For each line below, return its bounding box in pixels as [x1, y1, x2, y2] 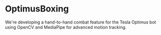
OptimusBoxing [5, 3, 69, 14]
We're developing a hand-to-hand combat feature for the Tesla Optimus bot [5, 19, 156, 25]
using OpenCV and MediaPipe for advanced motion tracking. [5, 24, 127, 30]
